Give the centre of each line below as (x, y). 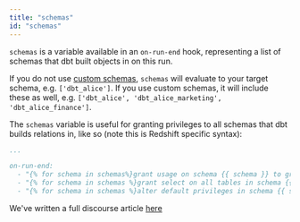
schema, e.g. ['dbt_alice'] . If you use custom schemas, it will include (139, 88)
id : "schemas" (36, 26)
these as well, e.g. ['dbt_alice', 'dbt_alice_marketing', (116, 97)
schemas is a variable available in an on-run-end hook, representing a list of (145, 51)
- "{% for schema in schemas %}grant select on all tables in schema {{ (155, 183)
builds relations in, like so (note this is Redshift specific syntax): (126, 133)
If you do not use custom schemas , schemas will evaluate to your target (139, 78)
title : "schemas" (42, 17)
